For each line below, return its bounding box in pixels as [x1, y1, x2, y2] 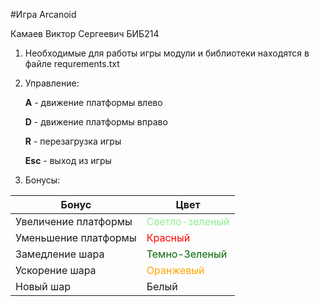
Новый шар [15, 280, 71, 293]
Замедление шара [15, 247, 105, 261]
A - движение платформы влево [24, 97, 163, 108]
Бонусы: [24, 174, 61, 186]
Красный [146, 231, 191, 244]
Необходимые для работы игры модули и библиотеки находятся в [24, 47, 310, 59]
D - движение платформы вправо [24, 116, 168, 128]
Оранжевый [146, 264, 205, 277]
